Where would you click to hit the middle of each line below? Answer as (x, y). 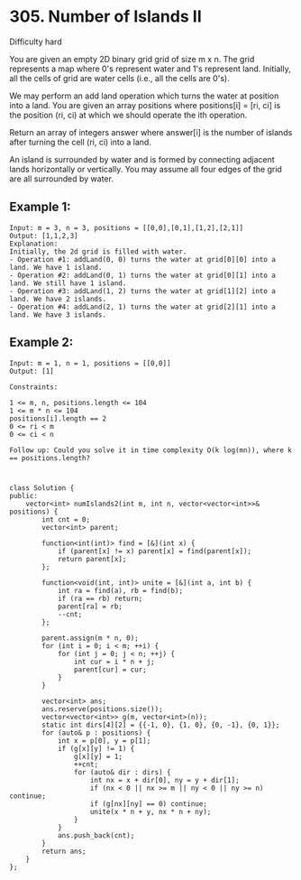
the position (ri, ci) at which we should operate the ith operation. (128, 115)
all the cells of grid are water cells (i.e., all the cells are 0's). (119, 78)
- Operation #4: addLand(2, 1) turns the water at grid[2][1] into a (143, 307)
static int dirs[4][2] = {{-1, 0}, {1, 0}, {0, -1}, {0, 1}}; (161, 725)
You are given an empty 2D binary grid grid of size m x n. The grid (132, 59)
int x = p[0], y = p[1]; (104, 741)
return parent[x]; (92, 559)
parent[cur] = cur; (110, 670)
